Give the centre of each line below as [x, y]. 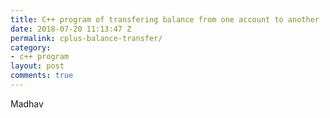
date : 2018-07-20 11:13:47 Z [71, 29]
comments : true [42, 76]
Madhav [27, 103]
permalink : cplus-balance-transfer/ [86, 38]
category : [31, 47]
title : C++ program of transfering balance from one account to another [165, 19]
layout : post [37, 66]
